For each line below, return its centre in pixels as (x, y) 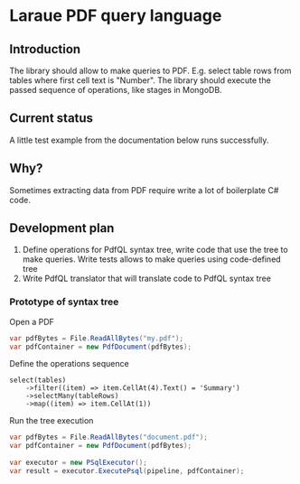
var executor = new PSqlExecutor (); (78, 463)
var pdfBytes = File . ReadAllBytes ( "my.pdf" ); (96, 338)
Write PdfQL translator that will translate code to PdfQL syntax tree (146, 279)
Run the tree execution (52, 421)
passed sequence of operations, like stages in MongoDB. (116, 90)
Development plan (62, 228)
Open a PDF (32, 321)
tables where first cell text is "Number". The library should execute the (140, 80)
